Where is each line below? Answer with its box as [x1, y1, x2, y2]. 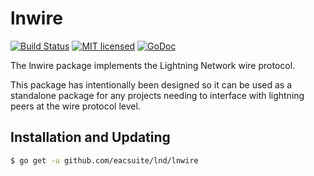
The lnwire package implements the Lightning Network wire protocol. [10, 59, 296, 71]
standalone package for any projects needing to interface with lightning [10, 89, 305, 101]
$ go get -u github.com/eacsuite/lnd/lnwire [10, 155, 199, 166]
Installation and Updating [10, 129, 171, 146]
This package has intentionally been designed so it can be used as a [10, 78, 293, 91]
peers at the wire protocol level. [10, 100, 141, 112]
